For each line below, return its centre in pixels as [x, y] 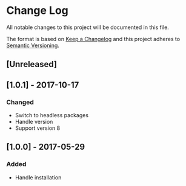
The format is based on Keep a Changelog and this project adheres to [93, 39]
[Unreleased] [32, 64]
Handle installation [38, 177]
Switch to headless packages [52, 115]
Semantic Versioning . [33, 45]
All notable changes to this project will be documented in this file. [88, 27]
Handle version [34, 122]
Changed [20, 102]
